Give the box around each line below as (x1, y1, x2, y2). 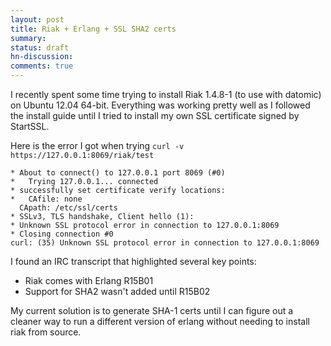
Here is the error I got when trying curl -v (10, 140, 185, 151)
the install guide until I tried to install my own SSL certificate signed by (10, 110, 300, 121)
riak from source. (10, 326, 82, 338)
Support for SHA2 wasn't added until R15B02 (24, 286, 211, 297)
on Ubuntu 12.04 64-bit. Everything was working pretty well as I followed (10, 99, 311, 111)
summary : (10, 33, 47, 43)
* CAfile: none (10, 194, 83, 204)
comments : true (10, 61, 74, 71)
